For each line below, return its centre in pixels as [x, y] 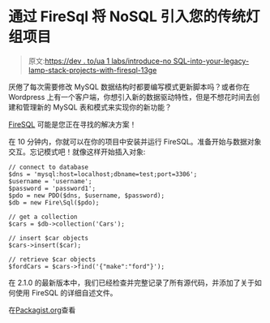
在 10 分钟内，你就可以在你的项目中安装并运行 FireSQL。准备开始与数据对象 [135, 141]
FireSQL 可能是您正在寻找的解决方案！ [73, 124]
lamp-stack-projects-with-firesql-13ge [92, 70]
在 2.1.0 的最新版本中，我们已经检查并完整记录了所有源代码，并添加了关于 [132, 282]
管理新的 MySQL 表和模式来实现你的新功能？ [97, 107]
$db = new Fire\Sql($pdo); [54, 202]
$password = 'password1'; [52, 188]
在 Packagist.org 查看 [42, 310]
